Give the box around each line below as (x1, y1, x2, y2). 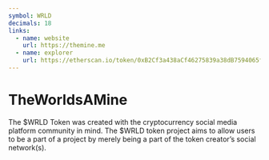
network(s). (8, 142, 46, 152)
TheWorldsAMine (8, 91, 128, 109)
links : (8, 26, 30, 34)
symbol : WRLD (8, 11, 52, 20)
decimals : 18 (8, 19, 52, 27)
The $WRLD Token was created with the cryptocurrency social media (8, 117, 238, 126)
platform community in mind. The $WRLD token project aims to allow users (8, 126, 255, 135)
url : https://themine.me (22, 42, 106, 50)
